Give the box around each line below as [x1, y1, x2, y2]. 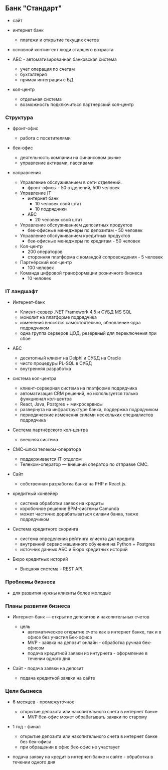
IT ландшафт [5, 288, 39, 295]
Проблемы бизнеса [5, 578, 56, 585]
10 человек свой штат [35, 201, 82, 207]
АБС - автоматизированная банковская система [12, 56, 117, 62]
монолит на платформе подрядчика [20, 314, 97, 320]
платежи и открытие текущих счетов [20, 37, 99, 43]
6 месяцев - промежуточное [12, 699, 75, 705]
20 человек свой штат [35, 217, 83, 223]
